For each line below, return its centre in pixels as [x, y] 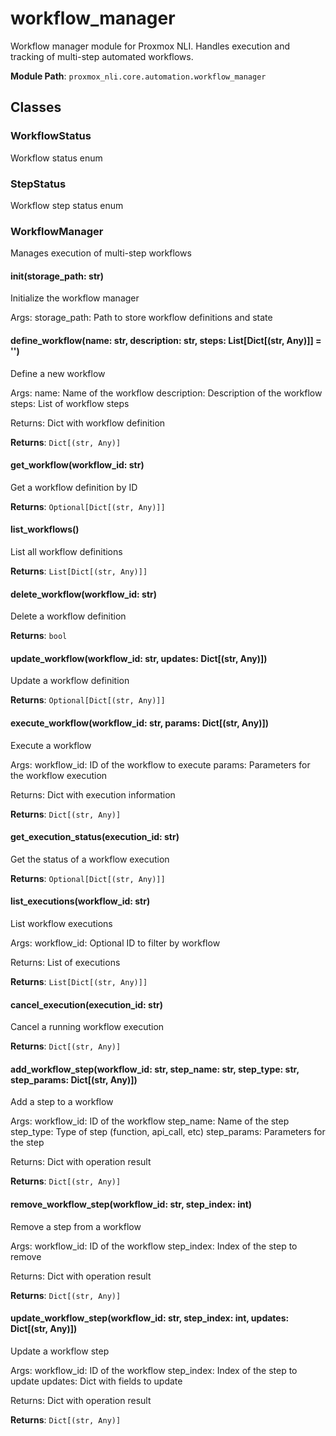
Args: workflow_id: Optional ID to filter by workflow [115, 943]
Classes [36, 107]
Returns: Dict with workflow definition [88, 423]
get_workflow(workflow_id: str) [77, 465]
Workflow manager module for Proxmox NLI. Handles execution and [150, 46]
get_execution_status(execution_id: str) [95, 837]
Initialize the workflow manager [75, 298]
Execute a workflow [51, 745]
